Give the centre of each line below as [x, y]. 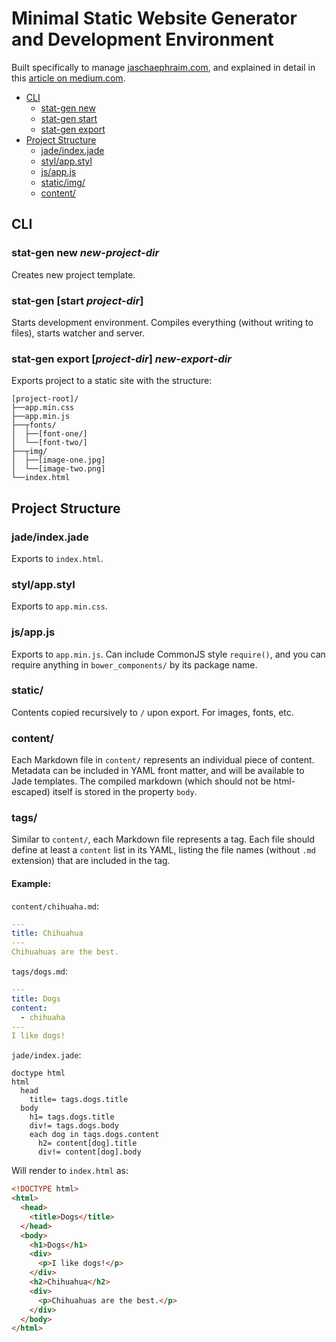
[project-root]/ [45, 399]
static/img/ [63, 182]
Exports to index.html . [57, 558]
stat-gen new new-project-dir [85, 253]
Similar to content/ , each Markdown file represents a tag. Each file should [163, 839]
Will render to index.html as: [70, 1171]
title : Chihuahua [47, 933]
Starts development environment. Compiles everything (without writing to [162, 322]
